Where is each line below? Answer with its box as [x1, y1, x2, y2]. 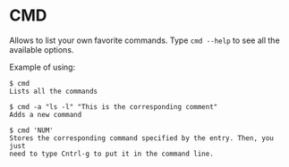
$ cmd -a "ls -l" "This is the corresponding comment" [9, 102, 218, 112]
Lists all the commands [9, 87, 98, 96]
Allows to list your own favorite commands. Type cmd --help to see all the [9, 35, 280, 46]
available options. [9, 44, 74, 54]
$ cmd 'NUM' [9, 126, 54, 135]
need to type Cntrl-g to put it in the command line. [9, 149, 215, 158]
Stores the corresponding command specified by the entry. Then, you [9, 133, 275, 143]
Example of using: [9, 62, 76, 72]
